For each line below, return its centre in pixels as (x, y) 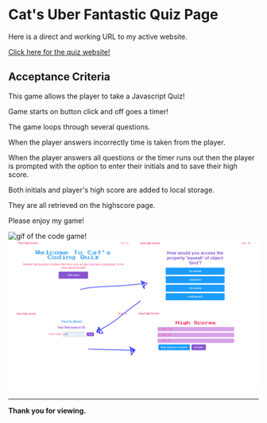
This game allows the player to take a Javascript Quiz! (97, 96)
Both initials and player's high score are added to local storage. (111, 190)
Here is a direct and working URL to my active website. (98, 37)
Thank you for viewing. (47, 411)
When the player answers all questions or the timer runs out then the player (132, 157)
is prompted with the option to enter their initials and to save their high (123, 166)
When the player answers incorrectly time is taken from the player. (117, 142)
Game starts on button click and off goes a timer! (89, 111)
